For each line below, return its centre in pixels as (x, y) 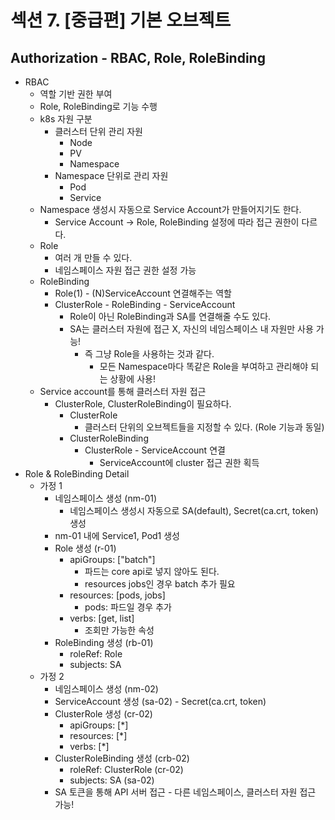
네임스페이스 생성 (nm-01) (106, 498)
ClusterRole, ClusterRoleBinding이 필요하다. (143, 404)
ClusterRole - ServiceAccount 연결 (155, 450)
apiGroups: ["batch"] (112, 559)
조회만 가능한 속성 (119, 630)
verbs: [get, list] (102, 618)
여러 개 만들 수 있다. (93, 257)
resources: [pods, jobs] (117, 595)
